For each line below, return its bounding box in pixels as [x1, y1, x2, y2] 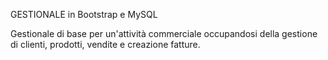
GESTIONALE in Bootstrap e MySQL [10, 9, 158, 20]
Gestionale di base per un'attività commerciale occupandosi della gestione [10, 28, 318, 39]
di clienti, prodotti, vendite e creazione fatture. [10, 39, 201, 50]
